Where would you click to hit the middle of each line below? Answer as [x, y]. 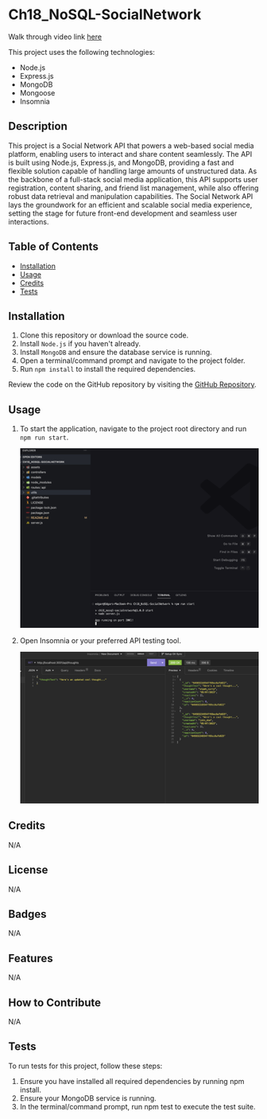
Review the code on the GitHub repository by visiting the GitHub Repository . [132, 384]
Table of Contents [54, 247]
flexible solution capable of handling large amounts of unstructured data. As [133, 171]
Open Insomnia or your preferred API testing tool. [100, 640]
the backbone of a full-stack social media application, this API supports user [133, 179]
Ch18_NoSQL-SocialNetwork [105, 15]
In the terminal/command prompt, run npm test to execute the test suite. [137, 1106]
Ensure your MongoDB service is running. [88, 1098]
